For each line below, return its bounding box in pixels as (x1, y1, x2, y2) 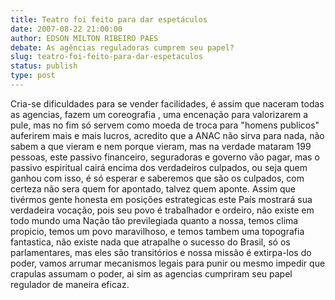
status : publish (10, 61, 78, 71)
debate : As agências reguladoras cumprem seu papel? (10, 42, 235, 53)
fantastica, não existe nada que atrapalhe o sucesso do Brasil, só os (10, 236, 291, 248)
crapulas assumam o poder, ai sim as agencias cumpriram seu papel (10, 267, 293, 280)
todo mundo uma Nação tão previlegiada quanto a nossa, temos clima (10, 214, 299, 226)
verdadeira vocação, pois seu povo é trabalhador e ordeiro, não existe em (10, 204, 315, 216)
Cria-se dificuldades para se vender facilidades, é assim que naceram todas (10, 97, 325, 110)
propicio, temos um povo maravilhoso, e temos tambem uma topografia (10, 225, 305, 237)
